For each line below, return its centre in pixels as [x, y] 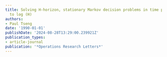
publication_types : [25, 38]
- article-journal [24, 42]
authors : [14, 19]
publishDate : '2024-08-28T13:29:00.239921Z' [52, 33]
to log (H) [21, 14]
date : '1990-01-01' [25, 28]
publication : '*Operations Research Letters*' [54, 47]
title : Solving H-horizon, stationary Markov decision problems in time [82, 10]
